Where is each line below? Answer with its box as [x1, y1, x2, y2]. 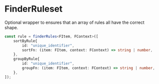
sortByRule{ [13, 38, 37, 43]
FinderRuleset [4, 3, 63, 15]
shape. [4, 24, 18, 30]
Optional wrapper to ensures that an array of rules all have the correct [4, 19, 144, 25]
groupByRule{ [13, 57, 40, 62]
